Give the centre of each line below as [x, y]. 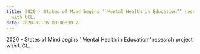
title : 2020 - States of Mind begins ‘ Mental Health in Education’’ [94, 12]
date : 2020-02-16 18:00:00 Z [42, 23]
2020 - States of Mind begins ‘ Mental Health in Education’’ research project [100, 40]
